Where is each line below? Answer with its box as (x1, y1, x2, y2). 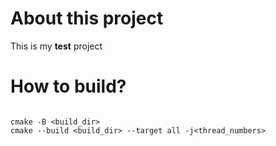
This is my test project (10, 40, 103, 52)
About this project (10, 7, 164, 30)
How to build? (10, 75, 127, 98)
